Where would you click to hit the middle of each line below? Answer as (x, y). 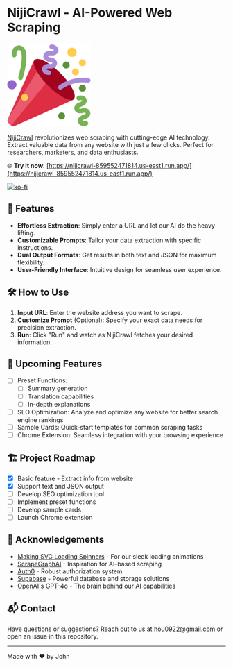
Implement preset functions (57, 502)
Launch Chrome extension (55, 517)
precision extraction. (46, 327)
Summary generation (58, 388)
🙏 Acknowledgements (56, 540)
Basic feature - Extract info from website (75, 478)
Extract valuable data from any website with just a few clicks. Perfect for (110, 144)
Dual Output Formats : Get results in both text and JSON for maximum (117, 255)
